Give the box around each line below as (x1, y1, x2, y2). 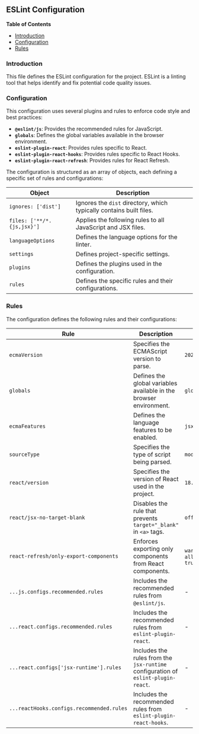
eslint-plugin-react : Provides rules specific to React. (14, 144, 147, 151)
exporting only (133, 545, 174, 553)
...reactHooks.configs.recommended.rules (9, 705, 128, 711)
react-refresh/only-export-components (9, 552, 118, 559)
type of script (133, 450, 171, 458)
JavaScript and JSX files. (76, 223, 146, 232)
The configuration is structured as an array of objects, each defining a (6, 169, 178, 176)
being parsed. (133, 457, 172, 466)
